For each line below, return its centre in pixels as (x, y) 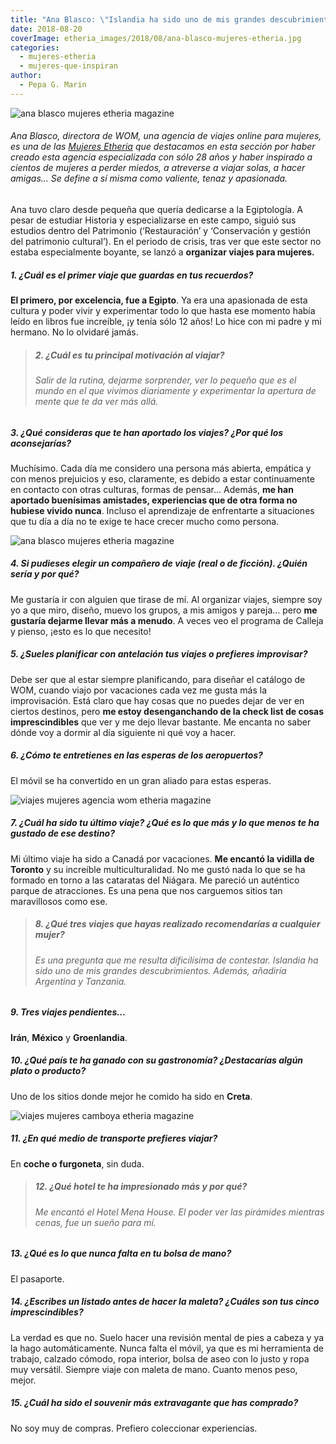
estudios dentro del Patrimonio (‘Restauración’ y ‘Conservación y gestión (160, 230)
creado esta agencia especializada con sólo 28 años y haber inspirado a (161, 157)
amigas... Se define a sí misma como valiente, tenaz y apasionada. (149, 178)
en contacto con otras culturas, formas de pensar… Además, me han (152, 489)
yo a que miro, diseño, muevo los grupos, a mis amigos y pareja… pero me (164, 610)
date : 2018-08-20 (46, 29)
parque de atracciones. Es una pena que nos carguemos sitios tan (146, 890)
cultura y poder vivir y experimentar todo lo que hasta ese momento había (163, 310)
